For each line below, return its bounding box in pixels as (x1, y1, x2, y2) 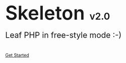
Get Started (5, 52, 29, 58)
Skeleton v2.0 (5, 1, 110, 24)
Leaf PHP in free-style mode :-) (5, 30, 122, 40)
